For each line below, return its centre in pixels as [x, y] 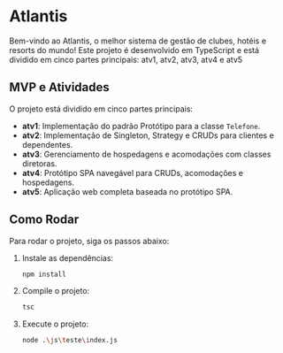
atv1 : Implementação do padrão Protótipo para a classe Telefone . [141, 126]
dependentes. [47, 144]
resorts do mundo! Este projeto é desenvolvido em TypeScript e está [134, 50]
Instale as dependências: [67, 257]
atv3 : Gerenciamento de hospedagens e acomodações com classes [146, 154]
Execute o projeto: [55, 324]
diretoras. [39, 163]
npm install [44, 274]
